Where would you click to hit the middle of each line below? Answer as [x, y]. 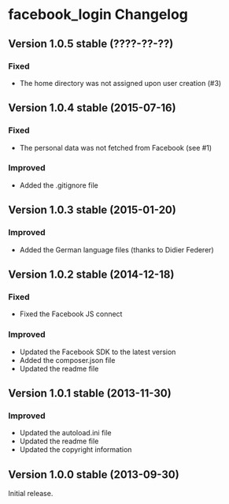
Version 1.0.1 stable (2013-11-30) [90, 393]
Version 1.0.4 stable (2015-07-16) [92, 108]
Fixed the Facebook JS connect [71, 314]
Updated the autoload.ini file [65, 433]
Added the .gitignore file [59, 185]
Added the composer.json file [67, 360]
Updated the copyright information [76, 450]
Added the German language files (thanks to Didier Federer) [116, 249]
